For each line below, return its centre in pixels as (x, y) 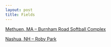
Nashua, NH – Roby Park (31, 39)
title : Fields (20, 15)
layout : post (19, 10)
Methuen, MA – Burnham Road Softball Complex (56, 29)
